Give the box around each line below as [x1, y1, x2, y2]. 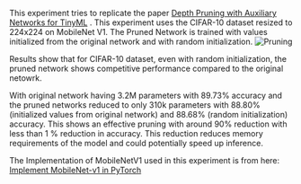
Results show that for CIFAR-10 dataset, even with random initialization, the [9, 54, 288, 64]
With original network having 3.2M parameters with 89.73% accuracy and [9, 90, 283, 101]
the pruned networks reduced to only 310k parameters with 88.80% [9, 100, 261, 110]
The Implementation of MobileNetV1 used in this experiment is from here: [9, 155, 280, 165]
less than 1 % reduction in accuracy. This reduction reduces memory [9, 128, 263, 138]
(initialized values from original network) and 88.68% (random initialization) [9, 110, 288, 119]
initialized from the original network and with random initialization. [9, 36, 253, 47]
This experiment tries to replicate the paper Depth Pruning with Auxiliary [9, 8, 277, 18]
